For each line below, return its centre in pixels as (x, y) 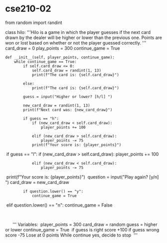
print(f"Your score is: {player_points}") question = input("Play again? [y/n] (83, 177)
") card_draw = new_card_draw (37, 182)
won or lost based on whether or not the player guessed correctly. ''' (76, 42)
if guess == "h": (41, 118)
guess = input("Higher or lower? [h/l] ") (68, 96)
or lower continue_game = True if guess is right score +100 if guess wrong (82, 229)
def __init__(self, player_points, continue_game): (60, 57)
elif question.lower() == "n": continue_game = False (59, 205)
